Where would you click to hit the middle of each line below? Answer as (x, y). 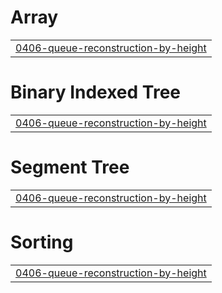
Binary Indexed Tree (96, 92)
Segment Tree (70, 167)
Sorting (42, 242)
